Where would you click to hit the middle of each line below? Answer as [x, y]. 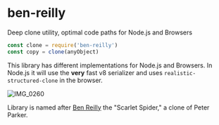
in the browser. [81, 80]
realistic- [180, 73]
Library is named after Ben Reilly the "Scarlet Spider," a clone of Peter [108, 107]
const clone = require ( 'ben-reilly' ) [63, 45]
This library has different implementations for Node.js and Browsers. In [110, 65]
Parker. [18, 114]
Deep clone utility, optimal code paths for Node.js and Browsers [100, 32]
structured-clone [33, 81]
